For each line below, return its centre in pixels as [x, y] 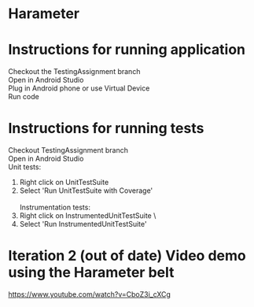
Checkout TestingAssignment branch [68, 150]
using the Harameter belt [91, 273]
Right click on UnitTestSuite [64, 183]
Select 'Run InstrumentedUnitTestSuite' [83, 224]
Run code [24, 97]
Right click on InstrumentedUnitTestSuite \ [88, 216]
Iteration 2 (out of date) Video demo [127, 256]
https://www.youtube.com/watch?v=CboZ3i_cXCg [90, 294]
